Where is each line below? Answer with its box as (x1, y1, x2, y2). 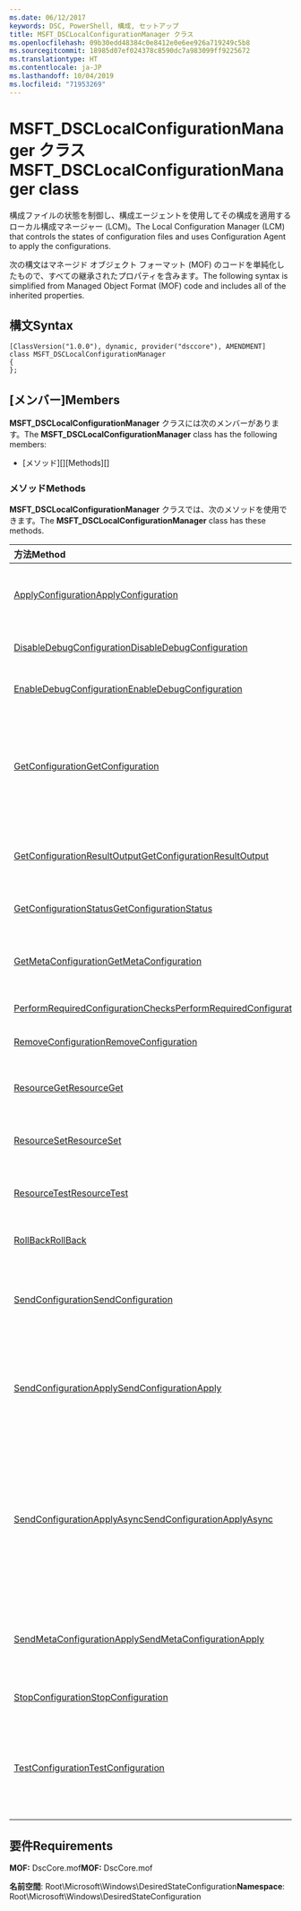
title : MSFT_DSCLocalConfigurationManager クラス (9, 30, 194, 39)
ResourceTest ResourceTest (13, 1187, 128, 1199)
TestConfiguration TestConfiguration (13, 1762, 166, 1775)
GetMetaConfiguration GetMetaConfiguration (13, 955, 202, 968)
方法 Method (13, 549, 66, 561)
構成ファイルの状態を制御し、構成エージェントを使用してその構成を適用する (9, 210, 291, 220)
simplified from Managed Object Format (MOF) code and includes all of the (9, 280, 287, 291)
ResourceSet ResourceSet (13, 1135, 122, 1147)
